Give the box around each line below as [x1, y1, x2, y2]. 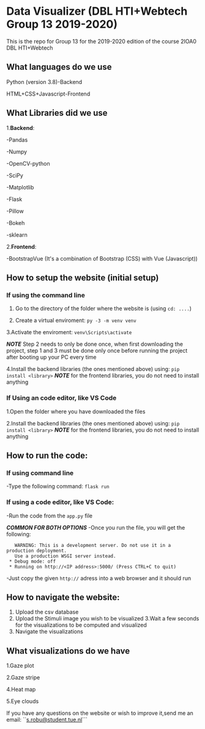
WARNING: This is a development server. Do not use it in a [14, 542, 171, 548]
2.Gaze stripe [6, 674, 40, 681]
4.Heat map [6, 685, 36, 693]
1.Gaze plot [6, 662, 34, 670]
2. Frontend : [6, 243, 37, 250]
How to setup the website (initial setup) [6, 272, 159, 283]
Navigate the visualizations [15, 628, 84, 635]
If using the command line [6, 291, 86, 299]
